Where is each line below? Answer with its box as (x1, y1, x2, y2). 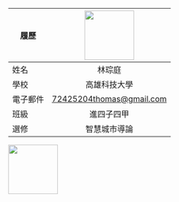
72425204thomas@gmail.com (51, 94, 167, 104)
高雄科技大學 (85, 79, 133, 90)
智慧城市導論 (85, 124, 133, 134)
